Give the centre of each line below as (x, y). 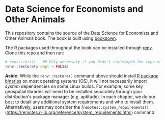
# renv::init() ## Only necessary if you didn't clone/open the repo (80, 62)
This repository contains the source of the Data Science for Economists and (82, 33)
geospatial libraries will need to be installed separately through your (74, 91)
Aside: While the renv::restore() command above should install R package (82, 76)
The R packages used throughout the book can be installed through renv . (79, 48)
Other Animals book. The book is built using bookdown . (61, 38)
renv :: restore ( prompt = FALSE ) (37, 66)
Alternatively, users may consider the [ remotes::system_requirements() (77, 107)
